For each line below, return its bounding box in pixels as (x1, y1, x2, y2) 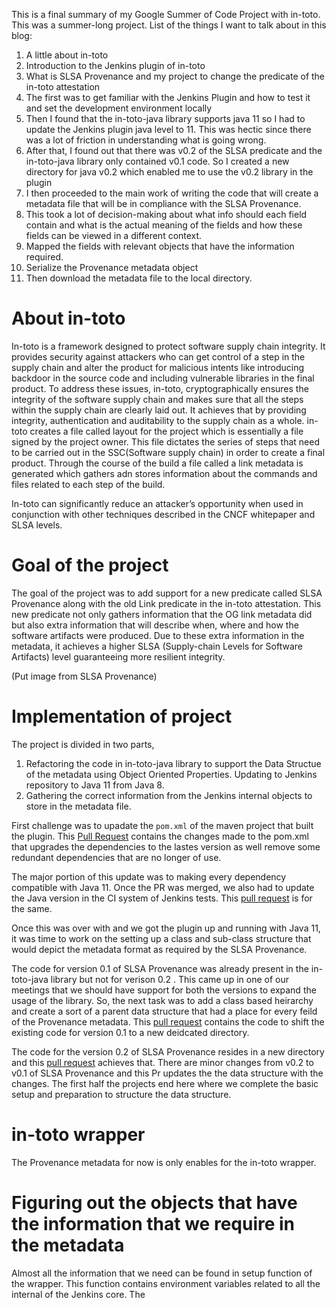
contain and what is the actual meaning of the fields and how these (25, 219, 303, 231)
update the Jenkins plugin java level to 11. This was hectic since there (25, 124, 312, 135)
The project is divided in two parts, (11, 738, 155, 750)
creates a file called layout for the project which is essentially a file (29, 425, 304, 437)
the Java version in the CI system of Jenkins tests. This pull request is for (11, 892, 313, 904)
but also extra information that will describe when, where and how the (11, 619, 299, 631)
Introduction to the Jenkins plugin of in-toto (25, 60, 206, 71)
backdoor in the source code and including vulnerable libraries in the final (11, 372, 315, 384)
